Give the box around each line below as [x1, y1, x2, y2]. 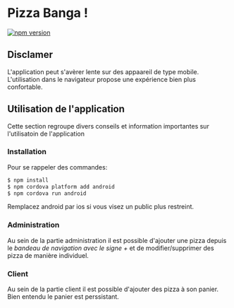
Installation [7, 147, 47, 157]
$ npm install [7, 177, 49, 184]
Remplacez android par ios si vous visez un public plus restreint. [7, 203, 195, 211]
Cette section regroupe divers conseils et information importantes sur [7, 122, 209, 130]
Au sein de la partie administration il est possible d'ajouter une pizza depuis [7, 236, 227, 244]
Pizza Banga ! [7, 5, 88, 21]
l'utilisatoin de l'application [7, 129, 85, 138]
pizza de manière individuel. [7, 251, 90, 259]
